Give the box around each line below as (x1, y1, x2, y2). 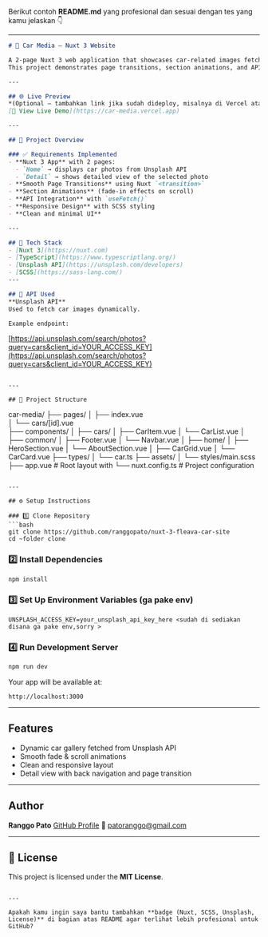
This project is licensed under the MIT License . (8, 872, 164, 882)
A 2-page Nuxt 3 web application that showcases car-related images (8, 56, 241, 64)
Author (8, 799, 44, 813)
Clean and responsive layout (19, 760, 114, 769)
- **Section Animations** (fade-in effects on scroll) (8, 188, 195, 196)
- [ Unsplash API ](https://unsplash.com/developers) (8, 261, 183, 269)
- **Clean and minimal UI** (8, 209, 102, 218)
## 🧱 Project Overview (8, 136, 84, 144)
